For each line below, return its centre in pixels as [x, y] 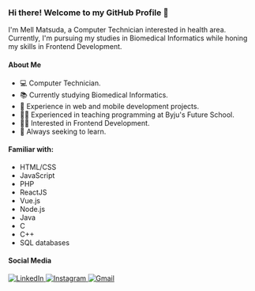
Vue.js [30, 200]
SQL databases [44, 242]
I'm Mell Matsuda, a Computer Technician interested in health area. [117, 30]
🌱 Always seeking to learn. [63, 131]
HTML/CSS [38, 167]
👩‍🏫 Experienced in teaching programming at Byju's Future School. [127, 115]
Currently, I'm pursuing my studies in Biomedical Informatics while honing [128, 38]
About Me [25, 64]
